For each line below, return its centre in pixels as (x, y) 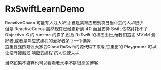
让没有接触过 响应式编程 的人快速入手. (43, 52)
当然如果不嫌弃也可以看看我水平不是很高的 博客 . (52, 63)
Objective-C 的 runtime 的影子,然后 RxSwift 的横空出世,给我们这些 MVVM (78, 35)
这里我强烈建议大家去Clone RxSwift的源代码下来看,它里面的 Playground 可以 (81, 47)
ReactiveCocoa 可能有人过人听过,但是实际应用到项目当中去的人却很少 (74, 23)
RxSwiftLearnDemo (45, 9)
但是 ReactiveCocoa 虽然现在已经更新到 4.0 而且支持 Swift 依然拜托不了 (76, 29)
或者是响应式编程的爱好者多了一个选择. (54, 41)
